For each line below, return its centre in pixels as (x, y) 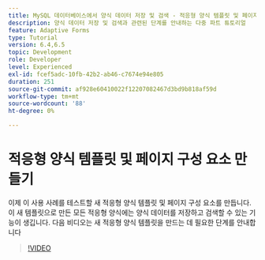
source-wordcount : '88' (47, 104)
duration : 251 (32, 81)
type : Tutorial (33, 38)
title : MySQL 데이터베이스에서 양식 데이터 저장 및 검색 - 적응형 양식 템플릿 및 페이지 (133, 15)
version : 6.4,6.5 (37, 45)
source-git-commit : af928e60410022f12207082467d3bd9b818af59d (112, 89)
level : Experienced (40, 67)
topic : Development (40, 52)
